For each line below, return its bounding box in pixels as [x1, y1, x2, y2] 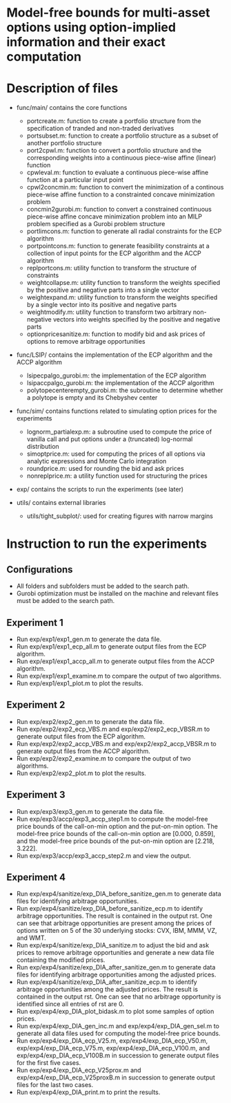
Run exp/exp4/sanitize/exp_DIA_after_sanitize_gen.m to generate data [16, 963, 216, 972]
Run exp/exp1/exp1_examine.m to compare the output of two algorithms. [16, 671, 222, 680]
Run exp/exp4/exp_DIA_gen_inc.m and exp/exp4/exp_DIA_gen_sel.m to [16, 1022, 220, 1030]
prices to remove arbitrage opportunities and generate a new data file [16, 949, 214, 957]
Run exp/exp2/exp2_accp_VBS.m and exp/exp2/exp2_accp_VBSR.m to [16, 739, 217, 748]
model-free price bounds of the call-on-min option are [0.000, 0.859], [16, 829, 215, 837]
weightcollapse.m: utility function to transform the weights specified [26, 279, 221, 287]
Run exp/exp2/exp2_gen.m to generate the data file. [16, 717, 165, 725]
